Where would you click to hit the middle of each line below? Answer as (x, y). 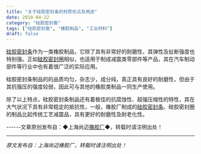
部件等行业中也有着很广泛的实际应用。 (53, 67)
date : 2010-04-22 (28, 17)
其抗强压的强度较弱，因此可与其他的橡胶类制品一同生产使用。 (82, 87)
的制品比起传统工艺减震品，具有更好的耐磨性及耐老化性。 (77, 115)
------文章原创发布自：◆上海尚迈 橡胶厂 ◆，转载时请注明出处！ (85, 127)
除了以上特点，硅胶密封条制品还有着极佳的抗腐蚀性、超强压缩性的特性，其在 (100, 100)
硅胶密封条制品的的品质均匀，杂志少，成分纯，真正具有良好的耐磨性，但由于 (100, 79)
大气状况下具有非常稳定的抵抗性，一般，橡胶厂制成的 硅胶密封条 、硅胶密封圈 (100, 107)
